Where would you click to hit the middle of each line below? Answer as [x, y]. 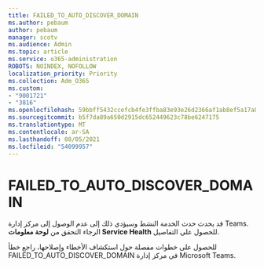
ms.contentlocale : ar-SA [49, 132]
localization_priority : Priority [63, 74]
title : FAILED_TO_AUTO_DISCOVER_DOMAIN [73, 15]
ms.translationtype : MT [47, 125]
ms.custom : [26, 88]
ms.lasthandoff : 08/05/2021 [54, 139]
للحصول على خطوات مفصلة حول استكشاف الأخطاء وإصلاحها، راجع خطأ [113, 247]
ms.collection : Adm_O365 [49, 81]
